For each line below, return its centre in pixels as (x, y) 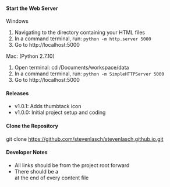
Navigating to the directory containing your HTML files (80, 33)
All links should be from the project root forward (72, 165)
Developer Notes (27, 153)
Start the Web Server (32, 8)
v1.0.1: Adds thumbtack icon (48, 106)
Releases (17, 93)
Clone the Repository (32, 126)
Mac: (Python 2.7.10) (31, 56)
